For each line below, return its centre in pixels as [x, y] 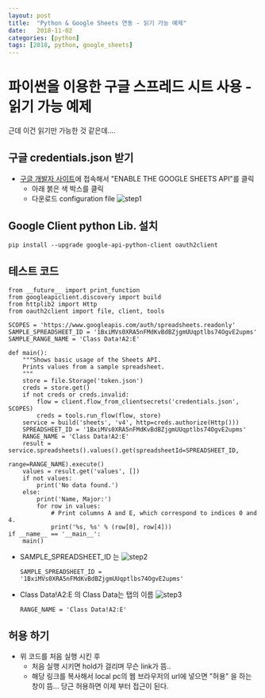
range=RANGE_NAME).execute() [56, 464]
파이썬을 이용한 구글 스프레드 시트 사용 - [130, 87]
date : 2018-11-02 [40, 30]
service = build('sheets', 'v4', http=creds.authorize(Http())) [131, 423]
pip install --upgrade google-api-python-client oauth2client [113, 245]
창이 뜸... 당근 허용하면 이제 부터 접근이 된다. [100, 686]
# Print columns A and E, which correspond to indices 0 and [154, 513]
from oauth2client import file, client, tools [86, 311]
